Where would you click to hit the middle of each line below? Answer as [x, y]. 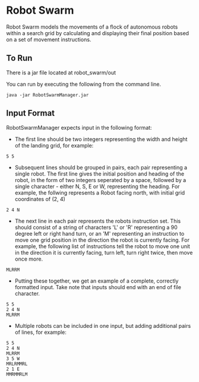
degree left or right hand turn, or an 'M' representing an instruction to [99, 233]
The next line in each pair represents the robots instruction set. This [98, 221]
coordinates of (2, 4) [40, 199]
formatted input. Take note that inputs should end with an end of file [98, 287]
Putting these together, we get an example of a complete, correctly [97, 281]
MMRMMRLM [17, 374]
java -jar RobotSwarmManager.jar [48, 95]
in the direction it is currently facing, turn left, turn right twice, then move [104, 252]
